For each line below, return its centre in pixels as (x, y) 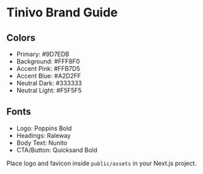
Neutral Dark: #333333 (49, 83)
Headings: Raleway (44, 135)
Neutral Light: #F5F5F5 (49, 90)
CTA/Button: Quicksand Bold (57, 150)
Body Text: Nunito (42, 143)
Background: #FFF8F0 (48, 61)
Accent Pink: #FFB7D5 (48, 69)
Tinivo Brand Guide (62, 13)
